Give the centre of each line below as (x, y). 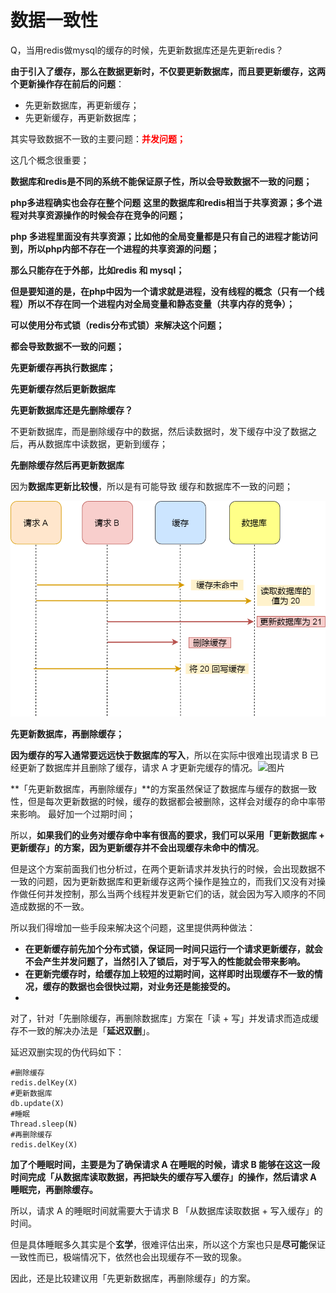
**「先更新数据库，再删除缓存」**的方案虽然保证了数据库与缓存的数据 (155, 789)
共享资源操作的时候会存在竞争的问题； (106, 215)
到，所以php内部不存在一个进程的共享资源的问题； (115, 248)
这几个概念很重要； (50, 160)
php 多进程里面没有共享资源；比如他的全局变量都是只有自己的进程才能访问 (164, 236)
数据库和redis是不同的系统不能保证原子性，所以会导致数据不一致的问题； (161, 181)
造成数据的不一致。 (50, 907)
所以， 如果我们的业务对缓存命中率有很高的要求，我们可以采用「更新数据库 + (167, 835)
